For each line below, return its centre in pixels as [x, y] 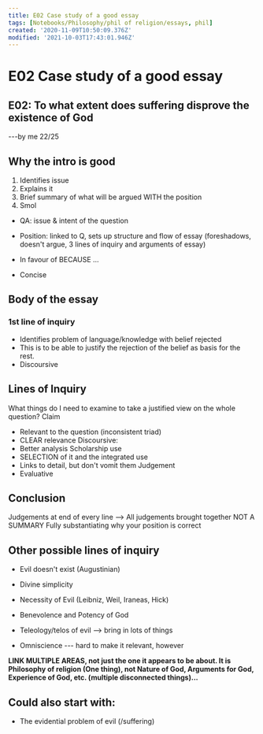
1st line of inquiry [42, 322]
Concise [33, 275]
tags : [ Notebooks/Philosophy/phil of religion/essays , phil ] [111, 23]
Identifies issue [44, 180]
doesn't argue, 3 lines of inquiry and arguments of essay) [113, 244]
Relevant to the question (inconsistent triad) [91, 432]
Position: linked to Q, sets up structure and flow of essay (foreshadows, [135, 236]
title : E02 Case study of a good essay [74, 15]
